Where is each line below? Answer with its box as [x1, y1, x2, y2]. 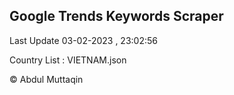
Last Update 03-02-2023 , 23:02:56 [9, 34, 158, 46]
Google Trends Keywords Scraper [9, 8, 224, 25]
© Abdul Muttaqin [9, 73, 84, 85]
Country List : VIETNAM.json [9, 54, 127, 66]
